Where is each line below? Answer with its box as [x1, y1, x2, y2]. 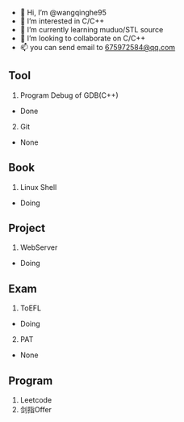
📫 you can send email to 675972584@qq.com [19, 43, 176, 52]
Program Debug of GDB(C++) [19, 90, 119, 100]
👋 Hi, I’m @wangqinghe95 [19, 8, 107, 17]
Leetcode [19, 395, 52, 405]
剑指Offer [19, 405, 52, 415]
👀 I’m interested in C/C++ [19, 16, 105, 26]
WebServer [19, 243, 58, 252]
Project [8, 222, 46, 235]
